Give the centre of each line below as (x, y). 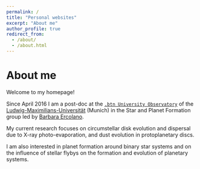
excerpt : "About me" (32, 23)
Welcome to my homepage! (40, 92)
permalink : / (23, 12)
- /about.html (29, 46)
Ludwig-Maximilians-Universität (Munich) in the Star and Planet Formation (98, 110)
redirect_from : (25, 34)
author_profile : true (34, 29)
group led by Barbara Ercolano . (45, 116)
